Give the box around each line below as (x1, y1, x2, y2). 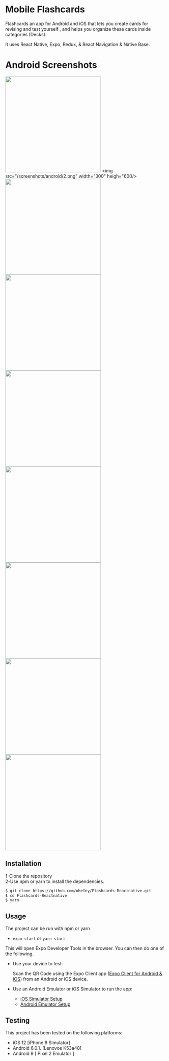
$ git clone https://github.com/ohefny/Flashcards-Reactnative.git (5, 888, 152, 893)
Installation (5, 859, 42, 868)
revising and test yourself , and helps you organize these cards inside (5, 26, 151, 32)
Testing (5, 1016, 30, 1025)
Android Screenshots (5, 59, 98, 71)
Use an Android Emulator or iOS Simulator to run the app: (12, 986, 133, 992)
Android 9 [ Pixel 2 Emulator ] (12, 1050, 75, 1056)
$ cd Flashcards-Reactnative (5, 893, 67, 898)
